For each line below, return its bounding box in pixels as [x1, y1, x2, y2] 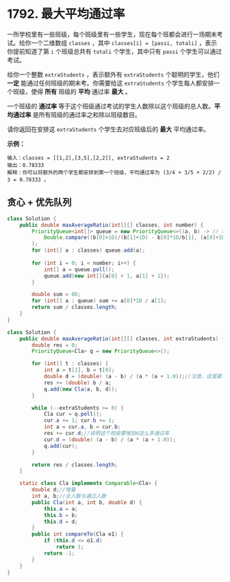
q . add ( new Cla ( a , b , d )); [43, 386, 118, 393]
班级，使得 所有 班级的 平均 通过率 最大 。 [12, 87, 131, 96]
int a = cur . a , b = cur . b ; [43, 423, 121, 431]
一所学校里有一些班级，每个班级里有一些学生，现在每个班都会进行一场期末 [7, 30, 217, 38]
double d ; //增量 [31, 486, 76, 493]
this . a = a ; [43, 505, 78, 512]
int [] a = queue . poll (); [43, 266, 115, 273]
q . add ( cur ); [43, 442, 78, 449]
